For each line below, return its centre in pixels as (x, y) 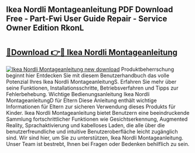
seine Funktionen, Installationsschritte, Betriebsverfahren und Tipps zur (92, 88)
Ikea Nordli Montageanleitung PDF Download (90, 10)
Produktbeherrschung (148, 69)
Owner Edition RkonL (45, 28)
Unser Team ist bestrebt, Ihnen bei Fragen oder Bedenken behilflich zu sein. (98, 144)
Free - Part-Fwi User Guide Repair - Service (87, 19)
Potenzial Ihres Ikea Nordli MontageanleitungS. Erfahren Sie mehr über (91, 82)
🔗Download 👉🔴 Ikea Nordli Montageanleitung (92, 52)
